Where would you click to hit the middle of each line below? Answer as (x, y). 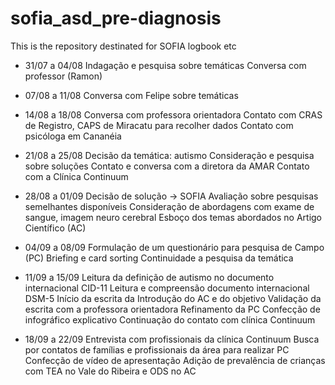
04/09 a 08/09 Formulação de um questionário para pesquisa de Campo (174, 247)
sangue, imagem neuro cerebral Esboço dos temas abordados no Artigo (173, 217)
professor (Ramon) (63, 76)
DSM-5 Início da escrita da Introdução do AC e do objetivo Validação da (173, 298)
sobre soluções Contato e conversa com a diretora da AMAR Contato (167, 166)
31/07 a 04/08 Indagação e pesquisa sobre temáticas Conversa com (165, 65)
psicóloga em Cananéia (73, 136)
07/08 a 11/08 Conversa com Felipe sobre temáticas (131, 95)
